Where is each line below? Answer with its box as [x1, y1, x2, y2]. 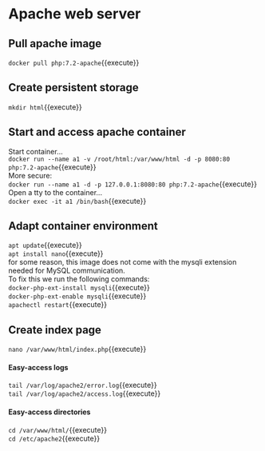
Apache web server [8, 5, 141, 23]
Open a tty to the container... [8, 187, 102, 197]
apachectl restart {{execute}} [8, 300, 108, 309]
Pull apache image [8, 37, 102, 50]
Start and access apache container [8, 126, 186, 139]
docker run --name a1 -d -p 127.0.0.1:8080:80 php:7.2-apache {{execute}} [8, 179, 258, 189]
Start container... [8, 146, 63, 156]
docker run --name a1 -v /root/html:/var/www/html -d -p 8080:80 [8, 155, 230, 163]
